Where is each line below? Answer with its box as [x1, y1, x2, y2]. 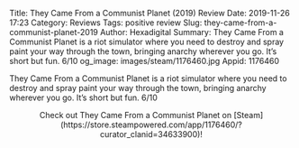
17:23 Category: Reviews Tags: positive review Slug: [9, 17, 203, 28]
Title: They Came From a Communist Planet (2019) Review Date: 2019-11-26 [9, 8, 290, 18]
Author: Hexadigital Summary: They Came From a [100, 27, 284, 37]
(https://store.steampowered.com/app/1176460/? [59, 119, 243, 130]
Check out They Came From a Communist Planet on [39, 110, 232, 120]
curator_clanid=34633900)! [100, 129, 203, 139]
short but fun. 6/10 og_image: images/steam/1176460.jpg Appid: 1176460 [9, 56, 279, 66]
